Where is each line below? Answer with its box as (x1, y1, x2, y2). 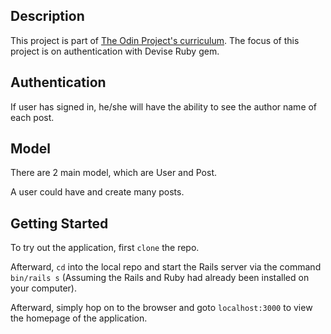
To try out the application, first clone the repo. (10, 242, 200, 254)
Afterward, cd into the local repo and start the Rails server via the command (10, 261, 322, 273)
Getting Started (10, 215, 109, 232)
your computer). (10, 282, 77, 294)
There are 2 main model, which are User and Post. (10, 167, 217, 179)
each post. (10, 111, 55, 123)
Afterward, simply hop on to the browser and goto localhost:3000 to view (10, 302, 313, 314)
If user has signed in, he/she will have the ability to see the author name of (10, 100, 318, 113)
